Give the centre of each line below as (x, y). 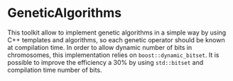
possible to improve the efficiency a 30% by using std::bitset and (105, 62)
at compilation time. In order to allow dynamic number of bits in (100, 47)
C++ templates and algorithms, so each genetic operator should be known (116, 39)
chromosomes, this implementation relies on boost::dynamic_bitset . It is (113, 55)
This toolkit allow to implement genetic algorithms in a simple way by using (117, 32)
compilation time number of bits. (55, 70)
